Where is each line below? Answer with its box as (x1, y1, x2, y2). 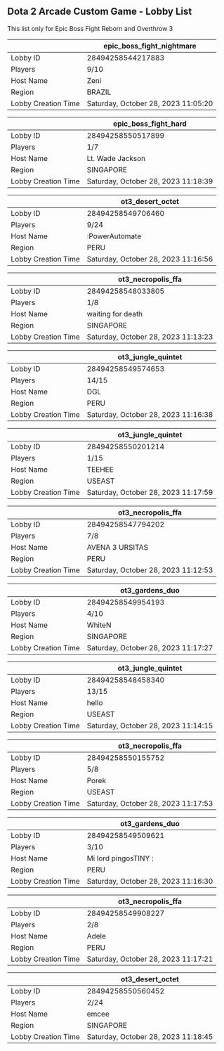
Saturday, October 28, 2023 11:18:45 (86, 1031, 213, 1041)
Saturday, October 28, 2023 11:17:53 (86, 798, 213, 808)
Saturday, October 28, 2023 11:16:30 (86, 876, 213, 886)
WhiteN (86, 620, 112, 630)
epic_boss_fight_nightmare (103, 41, 197, 51)
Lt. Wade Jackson (86, 153, 146, 163)
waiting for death (86, 309, 143, 318)
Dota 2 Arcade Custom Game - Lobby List (7, 6, 192, 18)
